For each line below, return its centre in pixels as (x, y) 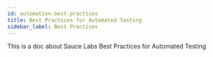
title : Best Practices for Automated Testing (74, 20)
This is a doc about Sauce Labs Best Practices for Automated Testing (107, 47)
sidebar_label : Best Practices (53, 26)
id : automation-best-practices (53, 14)
